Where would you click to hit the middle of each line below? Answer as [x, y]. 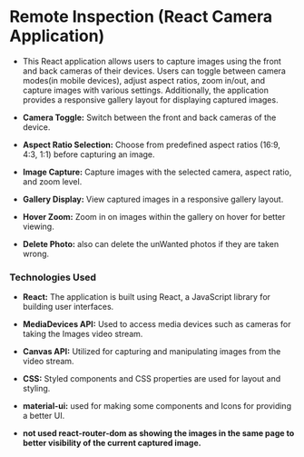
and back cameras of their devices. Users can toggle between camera [154, 71]
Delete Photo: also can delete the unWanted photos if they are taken [151, 243]
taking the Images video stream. [83, 334]
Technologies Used [53, 277]
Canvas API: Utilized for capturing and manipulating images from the [152, 352]
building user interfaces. [68, 307]
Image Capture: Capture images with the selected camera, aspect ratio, [157, 172]
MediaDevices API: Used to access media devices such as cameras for [157, 324]
